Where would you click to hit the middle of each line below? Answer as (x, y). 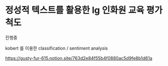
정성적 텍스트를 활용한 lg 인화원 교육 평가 (84, 10)
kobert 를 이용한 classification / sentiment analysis (56, 48)
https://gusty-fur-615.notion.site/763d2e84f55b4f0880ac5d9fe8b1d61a (79, 58)
